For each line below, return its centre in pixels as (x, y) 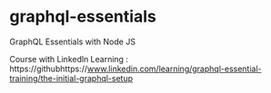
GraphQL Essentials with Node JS (73, 42)
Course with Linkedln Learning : (69, 59)
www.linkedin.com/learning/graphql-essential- (174, 69)
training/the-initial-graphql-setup (71, 78)
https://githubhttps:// (49, 69)
